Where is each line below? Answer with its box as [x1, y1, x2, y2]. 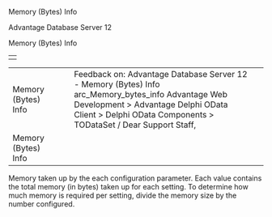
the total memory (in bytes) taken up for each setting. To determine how [8, 182, 249, 191]
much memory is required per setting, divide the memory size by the [8, 190, 237, 200]
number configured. [8, 199, 75, 209]
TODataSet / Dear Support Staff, [74, 119, 197, 130]
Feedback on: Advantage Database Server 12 [74, 69, 249, 79]
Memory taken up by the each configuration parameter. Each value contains [8, 173, 262, 183]
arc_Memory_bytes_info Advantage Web [74, 89, 228, 100]
